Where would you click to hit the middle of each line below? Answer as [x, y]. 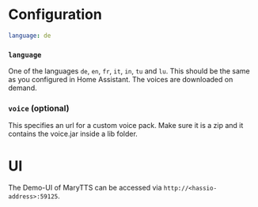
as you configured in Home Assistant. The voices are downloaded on [121, 80]
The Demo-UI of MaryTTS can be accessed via [85, 188]
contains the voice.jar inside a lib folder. [73, 134]
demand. [23, 88]
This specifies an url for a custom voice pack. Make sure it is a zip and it [126, 126]
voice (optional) [39, 108]
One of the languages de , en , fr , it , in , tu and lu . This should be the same [129, 71]
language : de [30, 36]
